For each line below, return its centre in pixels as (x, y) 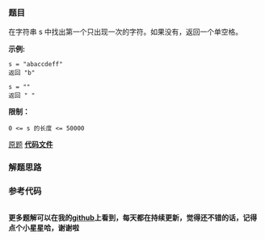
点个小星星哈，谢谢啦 (44, 227)
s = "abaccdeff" (36, 65)
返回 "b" (22, 73)
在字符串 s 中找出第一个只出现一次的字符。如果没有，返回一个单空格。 (126, 32)
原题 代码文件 (31, 145)
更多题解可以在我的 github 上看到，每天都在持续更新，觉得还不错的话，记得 (133, 217)
